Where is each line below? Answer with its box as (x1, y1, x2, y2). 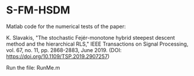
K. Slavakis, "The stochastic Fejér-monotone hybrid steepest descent (6, 34, 176, 41)
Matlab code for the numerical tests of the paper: (6, 23, 126, 30)
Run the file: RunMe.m (6, 64, 60, 71)
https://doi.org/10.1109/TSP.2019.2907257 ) (6, 53, 110, 60)
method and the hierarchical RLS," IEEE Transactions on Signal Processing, (6, 40, 189, 47)
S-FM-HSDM (6, 4, 70, 17)
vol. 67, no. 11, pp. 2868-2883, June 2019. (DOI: (6, 46, 122, 53)
